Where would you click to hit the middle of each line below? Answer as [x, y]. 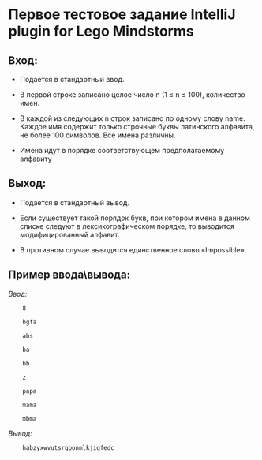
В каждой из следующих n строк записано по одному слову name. [133, 118]
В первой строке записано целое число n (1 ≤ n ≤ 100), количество [133, 95]
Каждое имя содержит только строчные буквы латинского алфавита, [137, 127]
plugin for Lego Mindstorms [101, 31]
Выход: [27, 183]
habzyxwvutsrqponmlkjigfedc [68, 447]
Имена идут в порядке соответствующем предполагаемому [122, 150]
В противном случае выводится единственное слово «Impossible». [133, 249]
